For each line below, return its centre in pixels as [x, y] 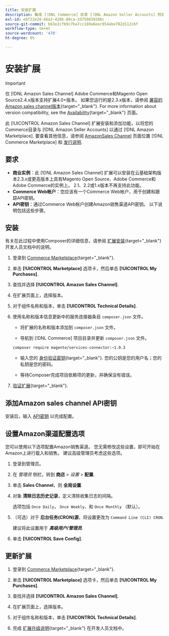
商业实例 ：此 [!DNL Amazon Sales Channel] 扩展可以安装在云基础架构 [85, 172]
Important [15, 83]
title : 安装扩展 [21, 10]
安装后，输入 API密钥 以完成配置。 [41, 416]
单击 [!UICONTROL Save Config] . [47, 538]
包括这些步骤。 [32, 210]
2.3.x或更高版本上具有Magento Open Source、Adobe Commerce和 [86, 179]
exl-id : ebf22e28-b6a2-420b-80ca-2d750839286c [55, 19]
